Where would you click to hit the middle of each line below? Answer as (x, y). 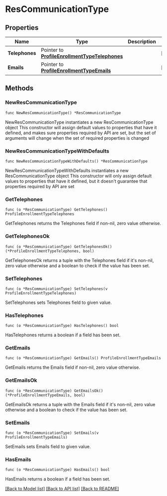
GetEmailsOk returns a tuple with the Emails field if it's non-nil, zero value (80, 404)
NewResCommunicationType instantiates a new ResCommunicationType (79, 122)
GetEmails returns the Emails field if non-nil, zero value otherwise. (73, 367)
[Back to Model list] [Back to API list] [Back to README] (62, 489)
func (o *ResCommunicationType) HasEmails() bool (58, 470)
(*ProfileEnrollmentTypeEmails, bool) (45, 395)
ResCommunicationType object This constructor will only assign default (79, 176)
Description (142, 42)
